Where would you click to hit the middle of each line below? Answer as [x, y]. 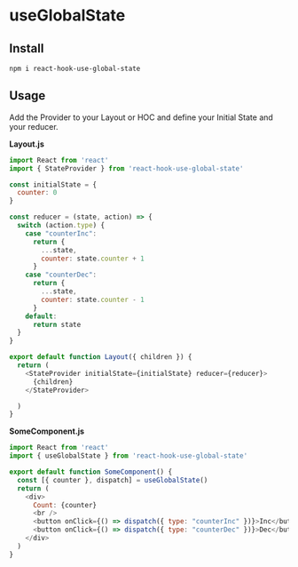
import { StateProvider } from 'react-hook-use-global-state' [126, 168]
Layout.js [27, 144]
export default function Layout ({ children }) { [101, 357]
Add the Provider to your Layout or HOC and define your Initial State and [141, 117]
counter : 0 [37, 193]
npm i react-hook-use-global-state [75, 68]
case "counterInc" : [61, 233]
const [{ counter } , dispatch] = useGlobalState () [113, 480]
